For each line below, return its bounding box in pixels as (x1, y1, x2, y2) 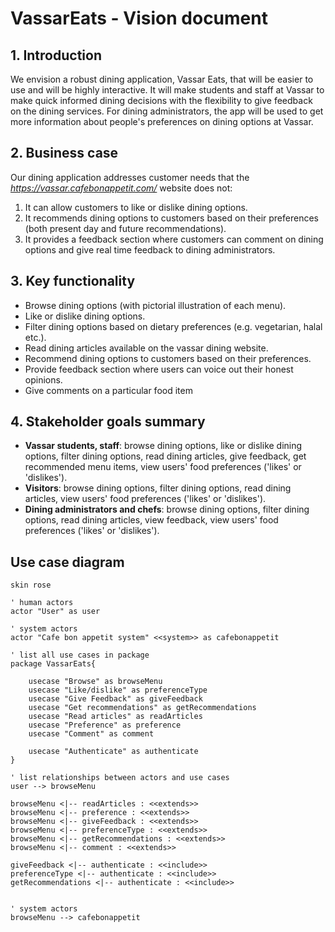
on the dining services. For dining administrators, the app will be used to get (10, 105, 324, 117)
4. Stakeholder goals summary (10, 413, 206, 431)
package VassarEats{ (10, 659, 97, 669)
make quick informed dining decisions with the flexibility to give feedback (10, 95, 313, 106)
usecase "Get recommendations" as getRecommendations (28, 703, 257, 713)
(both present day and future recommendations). (24, 222, 227, 234)
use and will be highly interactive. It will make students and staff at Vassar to (10, 84, 325, 96)
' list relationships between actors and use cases (10, 773, 230, 783)
